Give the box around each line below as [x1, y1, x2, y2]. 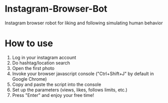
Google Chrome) [12, 76, 47, 82]
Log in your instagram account [12, 54, 77, 60]
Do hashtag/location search [12, 59, 71, 66]
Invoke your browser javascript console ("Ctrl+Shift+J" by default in [12, 71, 154, 77]
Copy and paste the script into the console [12, 81, 102, 87]
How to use [5, 38, 53, 49]
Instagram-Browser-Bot [5, 3, 108, 15]
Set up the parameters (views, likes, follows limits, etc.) [12, 87, 128, 93]
